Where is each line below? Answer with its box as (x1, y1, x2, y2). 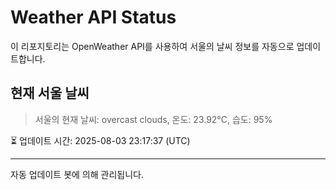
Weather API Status (10, 6, 177, 29)
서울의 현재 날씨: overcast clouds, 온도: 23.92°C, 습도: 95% (34, 113, 273, 125)
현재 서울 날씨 (10, 85, 90, 102)
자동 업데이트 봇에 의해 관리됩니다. (10, 168, 144, 180)
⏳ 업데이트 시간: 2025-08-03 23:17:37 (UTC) (10, 134, 191, 146)
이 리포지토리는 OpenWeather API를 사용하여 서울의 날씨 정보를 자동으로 (10, 40, 295, 52)
